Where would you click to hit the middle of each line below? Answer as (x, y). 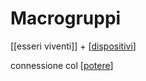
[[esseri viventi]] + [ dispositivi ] (73, 46)
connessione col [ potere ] (62, 65)
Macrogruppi (66, 18)
